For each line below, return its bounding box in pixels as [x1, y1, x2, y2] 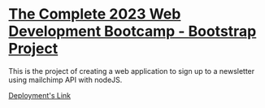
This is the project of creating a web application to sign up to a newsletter [8, 66, 255, 76]
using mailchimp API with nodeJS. [8, 75, 123, 84]
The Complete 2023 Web [8, 5, 181, 24]
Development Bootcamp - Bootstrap [8, 22, 257, 41]
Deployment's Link [8, 90, 72, 100]
